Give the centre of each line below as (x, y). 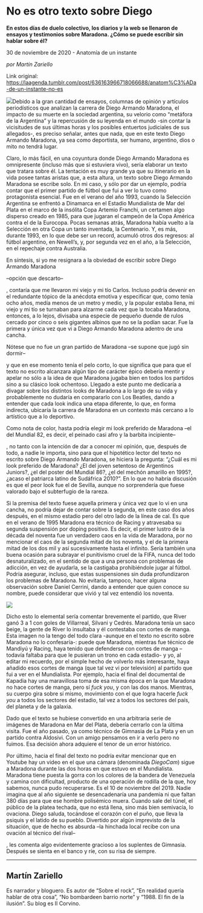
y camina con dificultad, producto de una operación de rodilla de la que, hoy (101, 781)
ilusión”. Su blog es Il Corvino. (43, 903)
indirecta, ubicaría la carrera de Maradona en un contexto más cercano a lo (100, 410)
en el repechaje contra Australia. (47, 248)
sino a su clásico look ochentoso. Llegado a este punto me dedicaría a (94, 384)
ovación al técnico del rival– (41, 833)
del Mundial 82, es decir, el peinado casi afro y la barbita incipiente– (91, 434)
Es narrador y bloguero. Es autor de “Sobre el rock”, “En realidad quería (95, 890)
